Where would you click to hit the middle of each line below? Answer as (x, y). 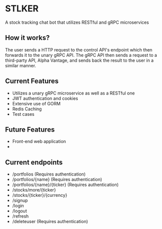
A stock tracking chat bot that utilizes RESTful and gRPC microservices (77, 22)
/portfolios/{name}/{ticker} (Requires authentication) (65, 185)
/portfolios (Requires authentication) (49, 174)
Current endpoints (34, 162)
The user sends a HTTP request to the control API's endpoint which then (79, 49)
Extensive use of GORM (36, 103)
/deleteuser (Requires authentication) (50, 222)
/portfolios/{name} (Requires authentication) (57, 180)
